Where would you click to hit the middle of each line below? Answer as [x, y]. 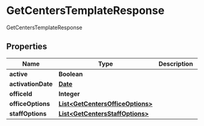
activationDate [31, 84]
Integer [69, 94]
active [19, 74]
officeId [21, 94]
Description [176, 63]
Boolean [71, 74]
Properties [27, 47]
